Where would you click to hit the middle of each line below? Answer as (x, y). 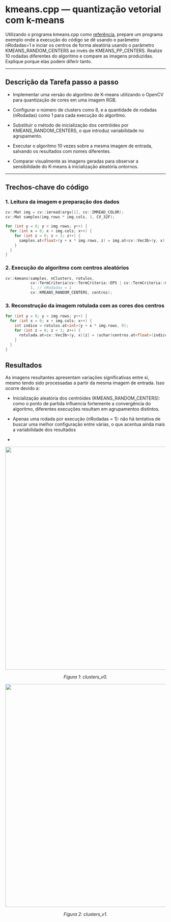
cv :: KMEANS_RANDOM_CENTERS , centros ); (72, 293)
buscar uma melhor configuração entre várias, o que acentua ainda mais (89, 425)
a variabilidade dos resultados (44, 430)
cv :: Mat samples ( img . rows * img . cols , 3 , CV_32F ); (60, 217)
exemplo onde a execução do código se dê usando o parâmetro (72, 40)
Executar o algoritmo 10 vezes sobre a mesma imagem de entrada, (82, 146)
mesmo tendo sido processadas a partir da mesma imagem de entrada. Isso (85, 383)
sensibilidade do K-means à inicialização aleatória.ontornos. (76, 166)
